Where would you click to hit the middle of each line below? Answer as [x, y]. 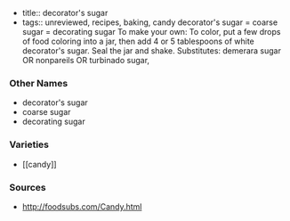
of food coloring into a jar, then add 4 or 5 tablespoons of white [138, 41]
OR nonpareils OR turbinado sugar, [85, 60]
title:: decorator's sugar [65, 13]
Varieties [29, 144]
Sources [28, 187]
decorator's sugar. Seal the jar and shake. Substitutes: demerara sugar [152, 51]
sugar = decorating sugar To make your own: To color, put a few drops [151, 32]
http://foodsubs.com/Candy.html [82, 206]
